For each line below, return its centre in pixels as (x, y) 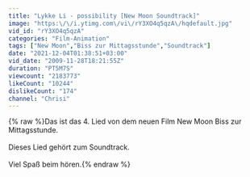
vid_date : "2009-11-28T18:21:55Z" (67, 61)
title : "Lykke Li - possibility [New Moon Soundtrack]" (104, 16)
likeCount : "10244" (41, 83)
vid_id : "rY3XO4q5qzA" (46, 31)
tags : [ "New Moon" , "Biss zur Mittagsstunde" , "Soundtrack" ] (110, 46)
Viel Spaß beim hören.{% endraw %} (70, 164)
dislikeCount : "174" (43, 91)
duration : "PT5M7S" (41, 69)
